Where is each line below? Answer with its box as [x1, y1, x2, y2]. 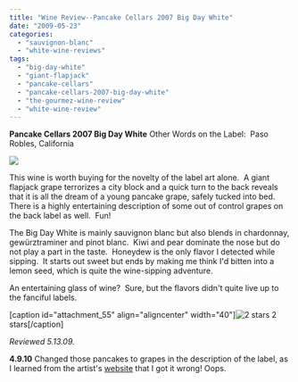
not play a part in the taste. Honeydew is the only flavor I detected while [9, 246, 276, 257]
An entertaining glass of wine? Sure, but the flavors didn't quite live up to [9, 283, 279, 294]
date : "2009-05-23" [9, 21, 82, 30]
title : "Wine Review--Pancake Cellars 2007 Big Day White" [9, 12, 234, 22]
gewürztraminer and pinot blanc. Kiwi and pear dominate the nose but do [9, 237, 281, 248]
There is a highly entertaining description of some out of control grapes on [9, 201, 284, 212]
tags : [9, 54, 29, 63]
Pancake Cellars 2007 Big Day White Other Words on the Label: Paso [9, 129, 269, 139]
